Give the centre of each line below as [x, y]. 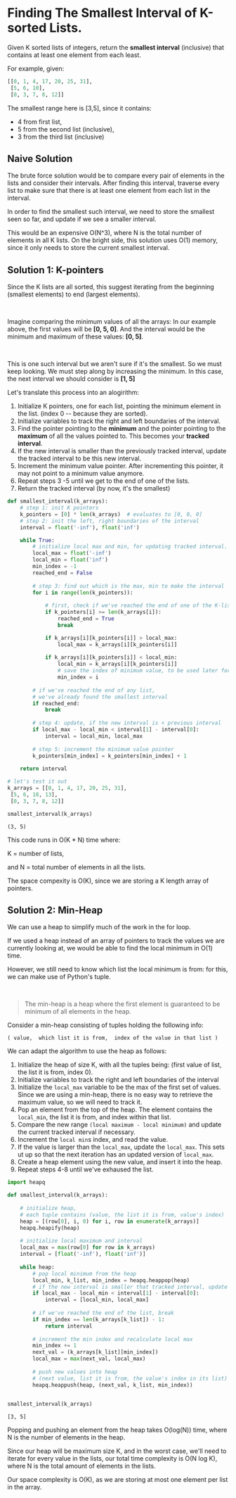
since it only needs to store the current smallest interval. [88, 248]
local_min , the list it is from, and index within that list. [94, 1117]
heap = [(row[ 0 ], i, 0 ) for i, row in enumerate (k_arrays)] [110, 1221]
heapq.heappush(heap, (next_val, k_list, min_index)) [113, 1385]
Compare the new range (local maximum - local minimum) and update [119, 1125]
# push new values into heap [75, 1372]
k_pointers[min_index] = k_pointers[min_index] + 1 [110, 756]
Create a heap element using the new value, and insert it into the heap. [120, 1162]
